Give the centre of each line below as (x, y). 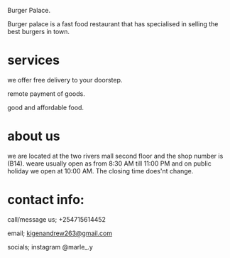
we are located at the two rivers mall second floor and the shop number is (115, 156)
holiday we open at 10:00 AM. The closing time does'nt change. (100, 171)
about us (34, 136)
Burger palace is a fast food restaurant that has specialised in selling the (113, 24)
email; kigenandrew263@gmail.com (60, 233)
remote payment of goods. (46, 93)
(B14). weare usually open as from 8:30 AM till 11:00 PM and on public (109, 163)
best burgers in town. (38, 32)
